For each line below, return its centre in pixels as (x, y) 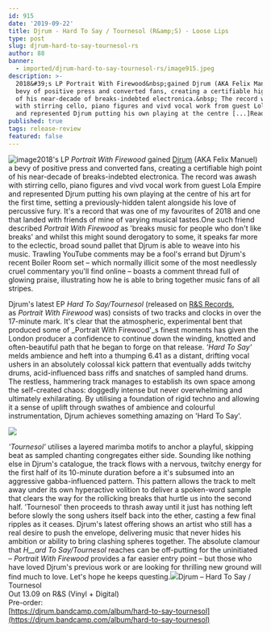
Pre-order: (26, 602)
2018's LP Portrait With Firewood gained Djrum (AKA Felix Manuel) (147, 159)
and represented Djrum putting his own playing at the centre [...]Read (140, 114)
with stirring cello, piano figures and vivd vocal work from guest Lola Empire (135, 185)
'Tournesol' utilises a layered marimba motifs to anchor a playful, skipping (131, 447)
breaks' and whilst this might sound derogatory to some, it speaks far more (133, 236)
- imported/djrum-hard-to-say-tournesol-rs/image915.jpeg (115, 69)
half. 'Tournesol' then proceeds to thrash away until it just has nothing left (130, 507)
